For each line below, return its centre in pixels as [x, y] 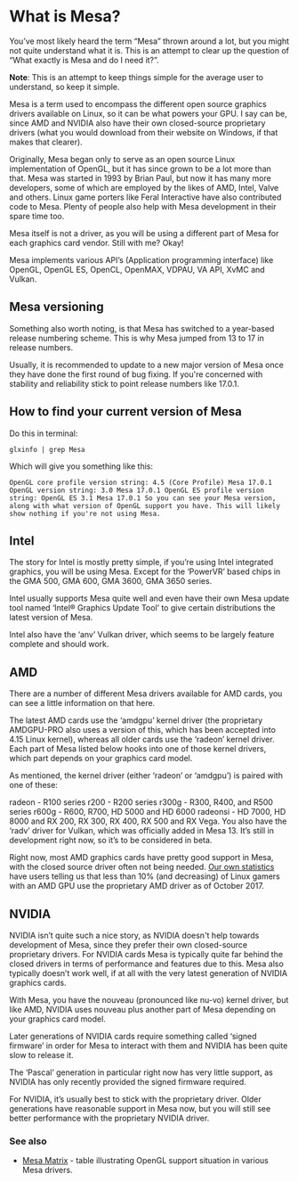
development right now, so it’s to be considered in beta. [111, 841]
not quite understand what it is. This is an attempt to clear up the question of [149, 50]
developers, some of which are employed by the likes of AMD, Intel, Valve [144, 187]
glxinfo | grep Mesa [48, 449]
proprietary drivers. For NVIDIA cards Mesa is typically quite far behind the [146, 954]
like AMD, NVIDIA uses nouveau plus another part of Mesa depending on [143, 1010]
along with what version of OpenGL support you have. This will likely [145, 505]
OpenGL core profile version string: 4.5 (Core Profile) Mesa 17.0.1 [141, 482]
